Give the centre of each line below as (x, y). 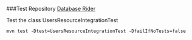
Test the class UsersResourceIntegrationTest (62, 20)
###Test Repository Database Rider (51, 9)
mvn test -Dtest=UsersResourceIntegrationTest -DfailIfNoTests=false (96, 31)
